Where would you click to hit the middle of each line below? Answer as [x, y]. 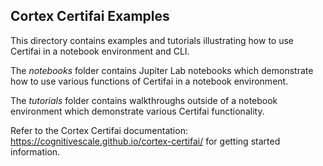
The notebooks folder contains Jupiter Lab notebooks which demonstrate [162, 70]
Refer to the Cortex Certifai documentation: [99, 130]
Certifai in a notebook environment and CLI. [100, 51]
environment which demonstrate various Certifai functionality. [137, 111]
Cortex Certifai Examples [90, 16]
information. [35, 151]
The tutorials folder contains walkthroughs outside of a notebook [144, 100]
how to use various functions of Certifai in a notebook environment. [149, 81]
